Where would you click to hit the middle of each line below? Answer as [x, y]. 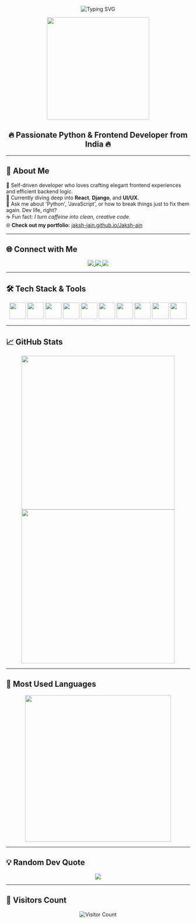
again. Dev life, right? [32, 210]
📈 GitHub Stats [34, 342]
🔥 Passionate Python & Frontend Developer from [98, 135]
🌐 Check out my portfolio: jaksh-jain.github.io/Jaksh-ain [74, 225]
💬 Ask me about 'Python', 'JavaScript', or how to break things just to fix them [98, 204]
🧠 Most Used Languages [51, 684]
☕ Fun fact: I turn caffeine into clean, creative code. [68, 216]
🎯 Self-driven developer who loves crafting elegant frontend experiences [94, 185]
